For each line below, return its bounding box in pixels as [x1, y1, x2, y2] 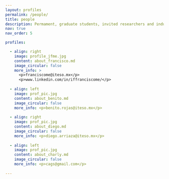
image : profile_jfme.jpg [14, 53, 66, 58]
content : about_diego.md [14, 124, 66, 129]
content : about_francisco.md [14, 58, 75, 64]
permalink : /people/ [5, 12, 49, 17]
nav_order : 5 [5, 31, 33, 36]
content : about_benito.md [14, 96, 69, 101]
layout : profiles [5, 7, 42, 13]
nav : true [5, 26, 26, 31]
